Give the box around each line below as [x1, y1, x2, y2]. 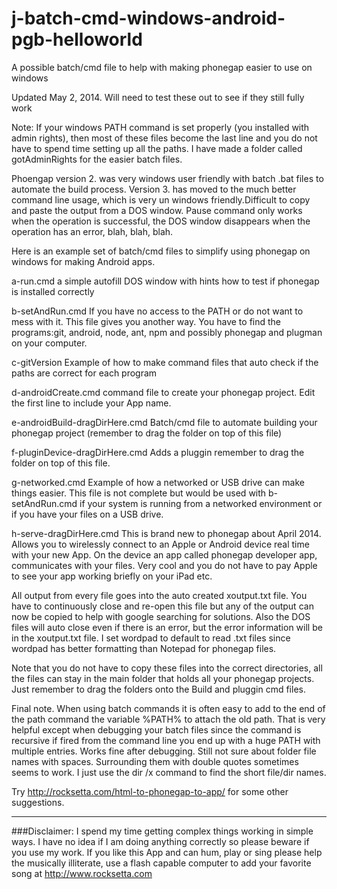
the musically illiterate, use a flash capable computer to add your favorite [11, 857, 312, 869]
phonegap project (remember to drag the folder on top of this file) [11, 427, 283, 439]
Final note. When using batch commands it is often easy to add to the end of [11, 702, 326, 714]
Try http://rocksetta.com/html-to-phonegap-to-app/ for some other [11, 785, 289, 797]
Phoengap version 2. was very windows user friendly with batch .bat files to [11, 172, 324, 184]
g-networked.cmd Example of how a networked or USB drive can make [11, 476, 305, 488]
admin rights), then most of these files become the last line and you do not [11, 132, 318, 144]
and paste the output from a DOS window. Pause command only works [11, 204, 303, 216]
